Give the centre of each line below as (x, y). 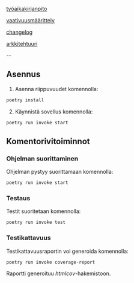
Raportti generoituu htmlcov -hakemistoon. (59, 273)
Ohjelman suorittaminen (42, 158)
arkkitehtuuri (22, 44)
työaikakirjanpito (27, 9)
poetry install (25, 100)
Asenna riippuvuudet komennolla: (56, 89)
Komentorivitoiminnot (48, 141)
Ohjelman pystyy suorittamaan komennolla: (60, 172)
